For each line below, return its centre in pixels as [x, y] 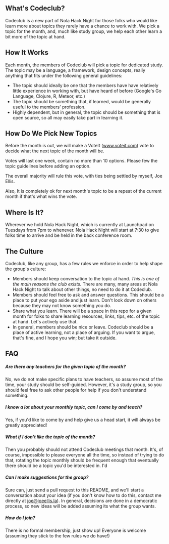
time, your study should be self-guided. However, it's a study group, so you [83, 385]
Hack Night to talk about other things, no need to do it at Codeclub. [82, 289]
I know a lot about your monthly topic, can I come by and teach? [74, 407]
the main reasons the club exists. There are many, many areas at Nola [85, 284]
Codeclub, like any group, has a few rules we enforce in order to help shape [84, 264]
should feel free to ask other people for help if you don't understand [76, 390]
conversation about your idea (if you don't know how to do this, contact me [83, 495]
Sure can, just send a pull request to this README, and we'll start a [75, 490]
